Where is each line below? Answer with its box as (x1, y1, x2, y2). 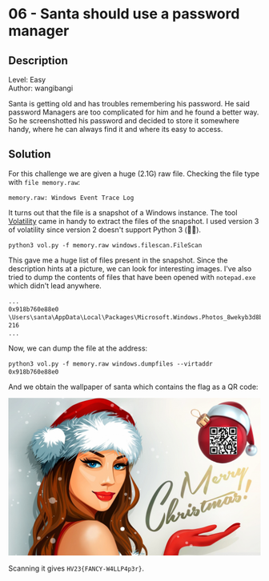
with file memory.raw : (8, 177, 81, 186)
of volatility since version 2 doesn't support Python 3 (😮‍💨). (8, 225, 202, 234)
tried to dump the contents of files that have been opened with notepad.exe (8, 272, 256, 282)
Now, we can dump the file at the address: (8, 343, 148, 353)
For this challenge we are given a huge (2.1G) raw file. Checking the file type (8, 169, 260, 178)
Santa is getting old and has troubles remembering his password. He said (8, 99, 250, 108)
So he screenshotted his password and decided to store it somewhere (8, 116, 240, 125)
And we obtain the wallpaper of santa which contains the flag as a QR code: (8, 382, 259, 391)
